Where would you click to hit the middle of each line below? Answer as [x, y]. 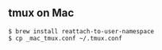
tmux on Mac [41, 13]
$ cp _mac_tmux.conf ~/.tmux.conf [66, 38]
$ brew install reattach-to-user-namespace [81, 31]
